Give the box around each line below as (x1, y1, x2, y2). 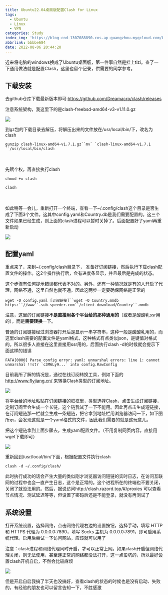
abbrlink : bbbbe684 (5, 40, 46, 45)
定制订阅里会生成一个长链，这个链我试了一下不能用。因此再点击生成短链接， (5, 404, 163, 410)
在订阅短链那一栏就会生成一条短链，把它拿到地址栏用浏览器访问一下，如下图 (5, 410, 163, 417)
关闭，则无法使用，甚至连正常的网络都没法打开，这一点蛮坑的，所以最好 (9, 552, 158, 558)
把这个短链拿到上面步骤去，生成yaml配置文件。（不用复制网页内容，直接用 (5, 427, 157, 433)
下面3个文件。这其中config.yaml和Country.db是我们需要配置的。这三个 (13, 211, 160, 217)
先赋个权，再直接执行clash (5, 166, 60, 172)
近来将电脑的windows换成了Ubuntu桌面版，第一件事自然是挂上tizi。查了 (5, 59, 154, 65)
